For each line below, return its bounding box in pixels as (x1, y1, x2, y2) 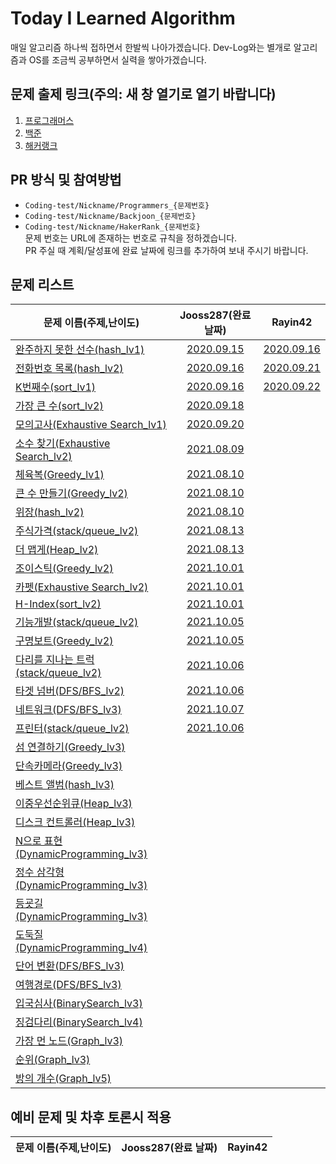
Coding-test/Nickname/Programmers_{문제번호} (24, 200, 210, 211)
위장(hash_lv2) (15, 505, 85, 519)
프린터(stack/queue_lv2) (15, 722, 130, 736)
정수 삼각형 (15, 865, 65, 879)
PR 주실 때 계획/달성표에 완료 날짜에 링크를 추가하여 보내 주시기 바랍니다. (24, 244, 309, 256)
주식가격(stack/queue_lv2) (15, 524, 139, 538)
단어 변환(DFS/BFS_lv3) (15, 959, 125, 973)
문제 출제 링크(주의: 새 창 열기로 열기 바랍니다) (10, 86, 277, 103)
